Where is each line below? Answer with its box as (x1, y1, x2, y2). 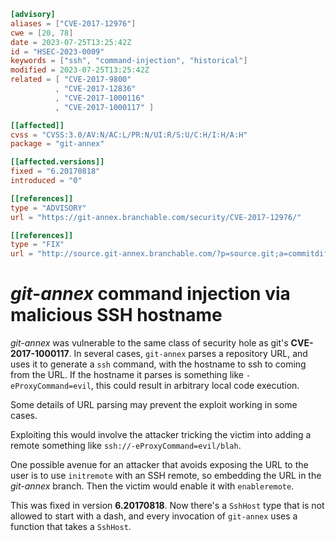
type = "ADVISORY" (10, 203, 87, 213)
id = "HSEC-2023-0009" (10, 46, 105, 57)
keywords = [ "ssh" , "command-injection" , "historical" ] (10, 56, 248, 66)
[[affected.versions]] (10, 157, 105, 167)
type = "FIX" (10, 240, 65, 250)
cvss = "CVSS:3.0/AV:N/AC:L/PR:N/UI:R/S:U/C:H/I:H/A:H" (10, 130, 248, 140)
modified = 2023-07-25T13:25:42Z (10, 65, 150, 75)
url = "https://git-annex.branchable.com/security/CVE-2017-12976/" (10, 212, 302, 222)
